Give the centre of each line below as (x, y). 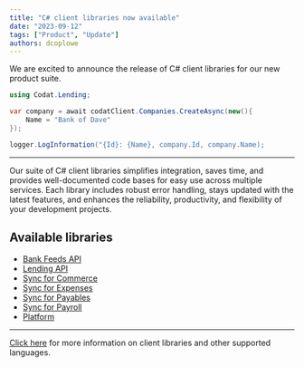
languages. (30, 353)
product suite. (35, 79)
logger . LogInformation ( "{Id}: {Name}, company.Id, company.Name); (137, 145)
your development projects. (61, 208)
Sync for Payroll (52, 307)
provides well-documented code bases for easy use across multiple (136, 180)
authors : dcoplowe (44, 43)
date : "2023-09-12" (46, 26)
